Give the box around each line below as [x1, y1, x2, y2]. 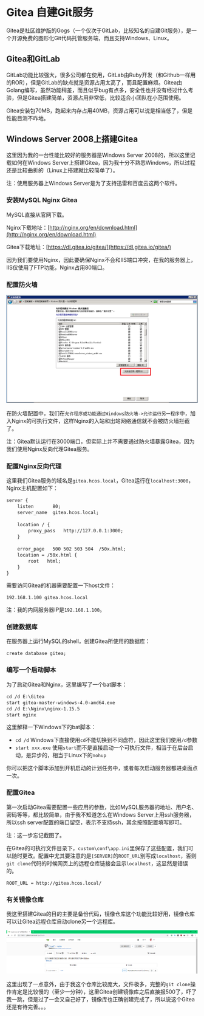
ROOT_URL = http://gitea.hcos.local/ [6, 880, 102, 886]
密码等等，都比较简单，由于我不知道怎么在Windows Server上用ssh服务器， [6, 811, 195, 818]
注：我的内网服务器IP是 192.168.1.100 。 [6, 606, 105, 613]
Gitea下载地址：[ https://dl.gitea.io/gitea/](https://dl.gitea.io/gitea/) [6, 243, 172, 250]
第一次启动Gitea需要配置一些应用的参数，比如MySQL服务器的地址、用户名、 [6, 803, 197, 811]
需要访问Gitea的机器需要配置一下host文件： [6, 582, 116, 589]
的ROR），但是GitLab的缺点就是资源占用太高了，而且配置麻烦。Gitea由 [6, 78, 182, 86]
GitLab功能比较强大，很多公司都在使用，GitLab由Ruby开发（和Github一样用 [6, 71, 196, 78]
